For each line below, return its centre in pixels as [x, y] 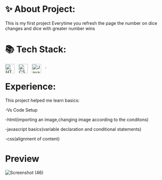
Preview [22, 159]
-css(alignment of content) [32, 139]
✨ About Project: [40, 9]
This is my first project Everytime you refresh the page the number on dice [81, 23]
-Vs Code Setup [21, 110]
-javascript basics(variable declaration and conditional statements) [73, 129]
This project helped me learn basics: [42, 100]
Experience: [30, 87]
